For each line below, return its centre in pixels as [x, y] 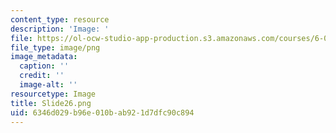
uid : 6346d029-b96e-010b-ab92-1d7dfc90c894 [102, 112]
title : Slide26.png [51, 103]
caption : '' [44, 66]
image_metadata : [44, 57]
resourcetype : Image [53, 94]
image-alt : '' [48, 85]
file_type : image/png [55, 47]
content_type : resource [60, 19]
